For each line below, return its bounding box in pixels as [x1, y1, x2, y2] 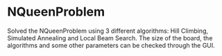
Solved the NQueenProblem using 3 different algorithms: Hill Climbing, [7, 27, 208, 35]
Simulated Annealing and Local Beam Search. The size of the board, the [7, 33, 213, 42]
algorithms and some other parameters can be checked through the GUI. [7, 41, 215, 49]
